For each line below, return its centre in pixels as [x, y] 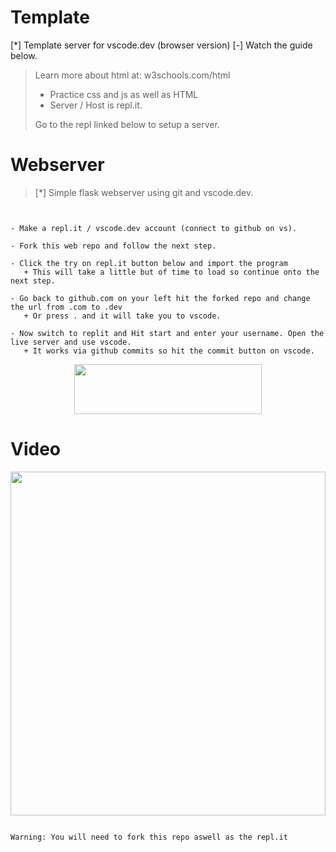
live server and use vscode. [71, 342]
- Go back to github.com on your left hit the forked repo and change [160, 298]
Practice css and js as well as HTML [124, 94]
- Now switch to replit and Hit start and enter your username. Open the [167, 333]
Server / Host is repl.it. [96, 105]
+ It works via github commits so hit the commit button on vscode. [169, 351]
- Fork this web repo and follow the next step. [113, 246]
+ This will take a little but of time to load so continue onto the [171, 272]
